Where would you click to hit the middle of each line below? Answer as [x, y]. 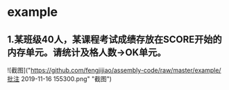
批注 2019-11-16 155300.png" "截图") [60, 79]
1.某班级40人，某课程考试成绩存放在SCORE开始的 [114, 39]
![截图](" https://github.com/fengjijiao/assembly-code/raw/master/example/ [114, 70]
